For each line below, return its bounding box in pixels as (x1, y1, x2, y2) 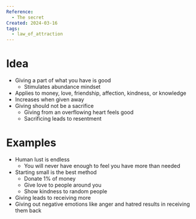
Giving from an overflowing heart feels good (23, 109, 134, 116)
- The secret (11, 14, 44, 20)
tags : (6, 25, 20, 32)
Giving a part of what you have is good (14, 77, 111, 84)
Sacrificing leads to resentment (23, 115, 102, 122)
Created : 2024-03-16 (6, 20, 58, 26)
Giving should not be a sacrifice (14, 103, 94, 110)
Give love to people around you (23, 181, 102, 188)
